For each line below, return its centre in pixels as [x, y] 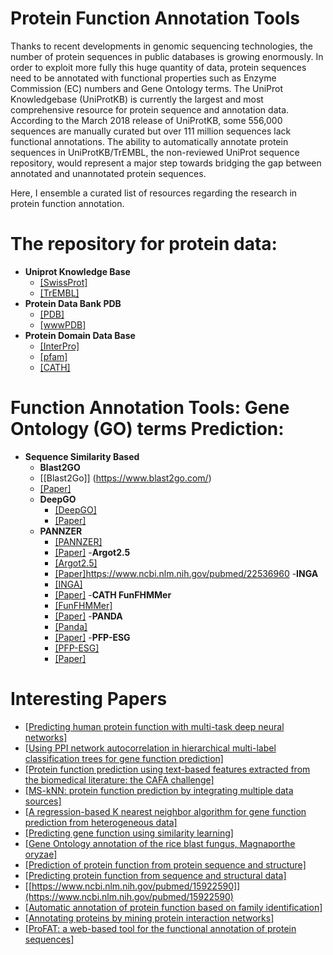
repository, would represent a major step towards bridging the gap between [166, 163]
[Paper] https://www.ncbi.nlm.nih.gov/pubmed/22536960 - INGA [186, 573]
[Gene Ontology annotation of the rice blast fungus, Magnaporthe [160, 843]
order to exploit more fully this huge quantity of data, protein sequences [158, 67]
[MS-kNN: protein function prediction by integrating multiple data [159, 790]
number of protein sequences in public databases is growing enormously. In [167, 56]
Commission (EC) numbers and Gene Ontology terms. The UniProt [147, 88]
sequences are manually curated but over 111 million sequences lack [151, 131]
